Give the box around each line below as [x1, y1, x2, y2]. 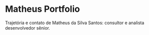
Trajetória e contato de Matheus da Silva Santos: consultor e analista [5, 20, 145, 26]
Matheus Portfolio [5, 3, 80, 15]
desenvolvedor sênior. [5, 25, 50, 31]
